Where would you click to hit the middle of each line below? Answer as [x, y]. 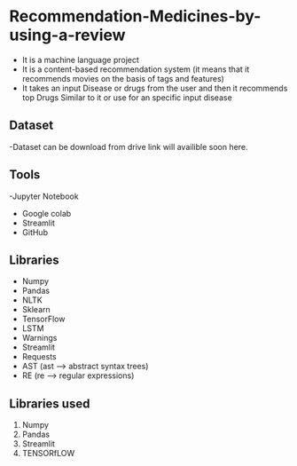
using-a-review [67, 35]
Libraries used [50, 403]
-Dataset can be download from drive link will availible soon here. [129, 146]
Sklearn [36, 310]
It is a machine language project [81, 59]
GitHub [35, 232]
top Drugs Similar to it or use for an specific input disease [127, 97]
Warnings [39, 338]
